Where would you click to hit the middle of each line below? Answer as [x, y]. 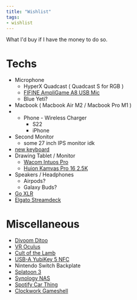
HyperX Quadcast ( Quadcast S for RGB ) [74, 86]
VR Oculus [27, 247]
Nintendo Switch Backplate [48, 266]
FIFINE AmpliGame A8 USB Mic [62, 93]
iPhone [41, 131]
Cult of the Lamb [35, 253]
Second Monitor [34, 137]
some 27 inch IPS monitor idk [59, 143]
